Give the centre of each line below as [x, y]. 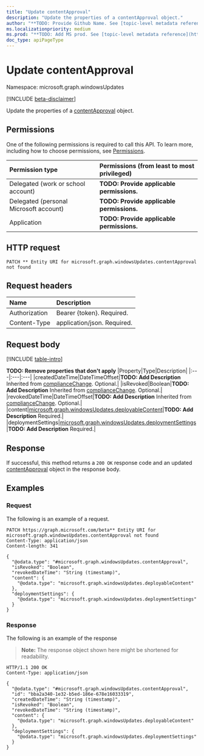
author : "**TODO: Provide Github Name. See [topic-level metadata [92, 23]
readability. [35, 656]
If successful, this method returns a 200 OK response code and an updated [99, 463]
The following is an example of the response [62, 638]
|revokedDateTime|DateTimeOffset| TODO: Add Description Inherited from [99, 397]
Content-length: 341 [32, 546]
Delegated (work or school [47, 184]
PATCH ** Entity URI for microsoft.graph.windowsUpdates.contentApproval [102, 262]
